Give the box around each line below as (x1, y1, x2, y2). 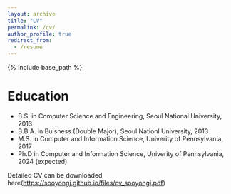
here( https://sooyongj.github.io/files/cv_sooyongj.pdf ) (7, 178, 166, 187)
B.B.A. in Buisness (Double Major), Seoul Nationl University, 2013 (17, 126, 209, 136)
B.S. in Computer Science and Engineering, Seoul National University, (17, 111, 222, 120)
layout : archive (7, 10, 56, 18)
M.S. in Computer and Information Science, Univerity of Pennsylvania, (17, 134, 223, 143)
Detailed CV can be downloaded (7, 170, 103, 179)
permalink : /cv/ (7, 24, 56, 31)
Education (7, 88, 69, 104)
